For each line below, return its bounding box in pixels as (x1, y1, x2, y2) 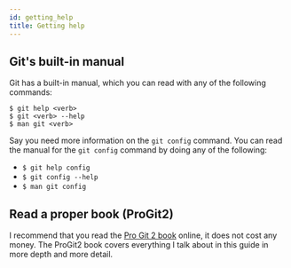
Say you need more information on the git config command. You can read (9, 135, 283, 146)
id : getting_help (9, 12, 74, 22)
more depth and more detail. (9, 249, 114, 260)
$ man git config (21, 183, 87, 192)
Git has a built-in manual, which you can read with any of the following (9, 77, 266, 89)
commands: (9, 87, 53, 98)
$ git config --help (21, 173, 98, 182)
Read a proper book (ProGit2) (9, 206, 175, 222)
